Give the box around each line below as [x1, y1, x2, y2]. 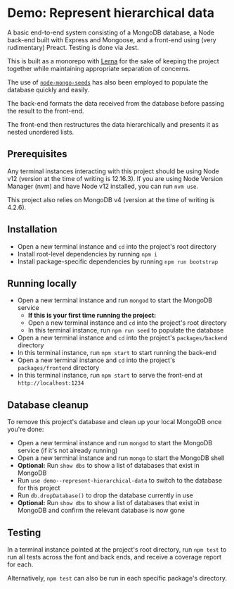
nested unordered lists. [7, 128, 74, 136]
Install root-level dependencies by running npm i [17, 249, 158, 258]
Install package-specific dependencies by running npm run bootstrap [17, 257, 219, 266]
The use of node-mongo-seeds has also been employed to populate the [7, 77, 209, 86]
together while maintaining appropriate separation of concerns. [7, 64, 191, 73]
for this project [17, 484, 60, 492]
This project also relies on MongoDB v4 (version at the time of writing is [7, 195, 216, 204]
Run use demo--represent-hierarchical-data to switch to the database [17, 476, 223, 485]
